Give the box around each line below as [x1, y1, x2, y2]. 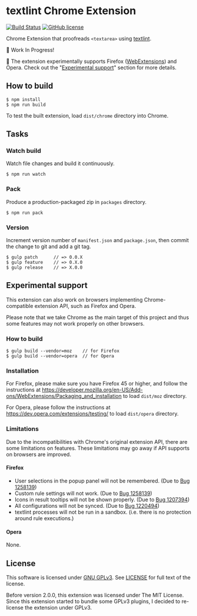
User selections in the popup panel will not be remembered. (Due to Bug [14, 477, 190, 484]
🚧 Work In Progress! [6, 46, 55, 53]
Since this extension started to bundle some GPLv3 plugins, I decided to [6, 598, 181, 605]
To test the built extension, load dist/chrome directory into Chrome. [6, 112, 169, 119]
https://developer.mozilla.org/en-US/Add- [42, 386, 143, 393]
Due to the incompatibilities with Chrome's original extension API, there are [6, 438, 188, 445]
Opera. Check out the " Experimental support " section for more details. [6, 63, 177, 71]
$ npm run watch [6, 172, 46, 178]
